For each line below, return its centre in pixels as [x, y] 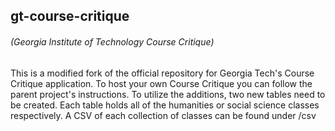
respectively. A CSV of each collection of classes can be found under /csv [163, 115]
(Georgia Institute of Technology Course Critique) [112, 41]
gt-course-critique [70, 16]
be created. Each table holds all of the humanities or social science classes [165, 105]
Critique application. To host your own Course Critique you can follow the [161, 83]
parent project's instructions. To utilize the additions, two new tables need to [168, 94]
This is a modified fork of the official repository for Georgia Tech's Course [162, 73]
